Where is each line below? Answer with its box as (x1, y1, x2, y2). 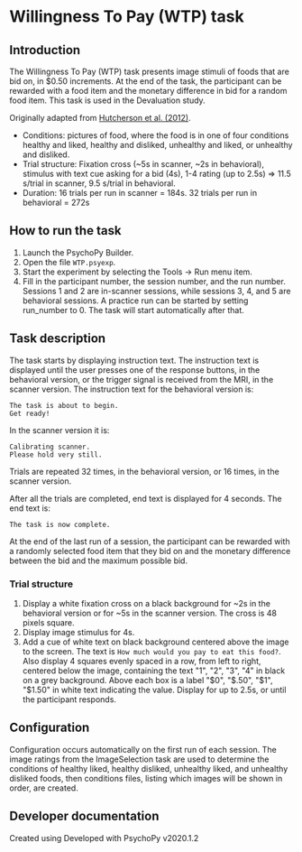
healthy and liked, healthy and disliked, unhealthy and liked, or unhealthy (22, 140, 293, 150)
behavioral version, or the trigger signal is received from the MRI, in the (9, 374, 274, 384)
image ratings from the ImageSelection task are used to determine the (9, 754, 270, 764)
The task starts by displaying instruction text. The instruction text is (9, 355, 260, 366)
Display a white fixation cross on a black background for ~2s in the (22, 597, 270, 608)
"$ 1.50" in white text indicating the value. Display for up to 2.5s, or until (22, 684, 287, 695)
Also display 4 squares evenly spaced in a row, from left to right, (22, 655, 261, 666)
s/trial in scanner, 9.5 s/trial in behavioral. (22, 178, 176, 189)
